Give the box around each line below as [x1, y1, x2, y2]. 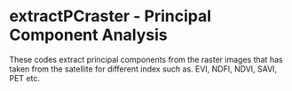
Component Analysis [9, 25, 168, 45]
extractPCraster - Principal [9, 6, 211, 27]
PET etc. [9, 72, 40, 83]
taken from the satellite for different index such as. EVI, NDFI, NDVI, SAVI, [9, 64, 278, 74]
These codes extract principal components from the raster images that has [9, 54, 283, 64]
